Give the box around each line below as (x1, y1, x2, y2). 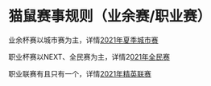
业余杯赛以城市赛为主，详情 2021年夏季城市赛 (8, 35, 159, 45)
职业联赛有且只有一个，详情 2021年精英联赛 (8, 68, 151, 78)
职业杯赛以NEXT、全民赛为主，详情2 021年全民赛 (8, 52, 171, 61)
